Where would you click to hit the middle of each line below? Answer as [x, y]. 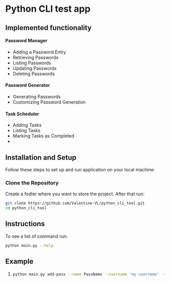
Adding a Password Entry [39, 52]
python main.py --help [29, 245]
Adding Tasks [27, 125]
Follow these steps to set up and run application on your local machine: [80, 170]
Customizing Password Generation [49, 102]
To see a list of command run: [36, 236]
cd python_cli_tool [26, 208]
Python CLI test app [48, 9]
